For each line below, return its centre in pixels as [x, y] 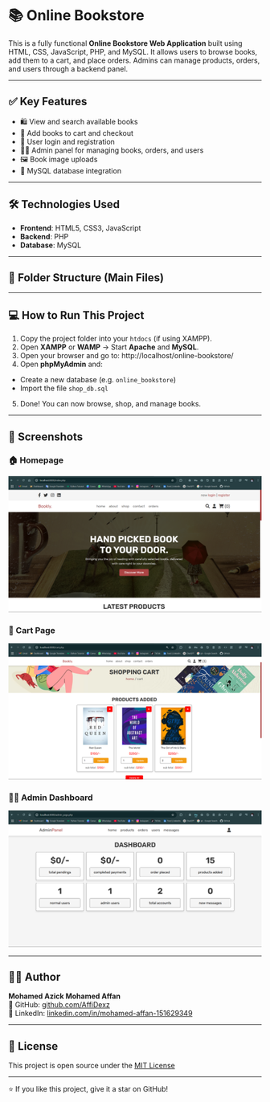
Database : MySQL [51, 245]
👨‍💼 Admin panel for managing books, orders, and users [112, 150]
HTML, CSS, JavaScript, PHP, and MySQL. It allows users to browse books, [133, 51]
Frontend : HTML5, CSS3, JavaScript [80, 228]
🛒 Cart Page [32, 630]
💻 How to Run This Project [76, 315]
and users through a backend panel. [68, 68]
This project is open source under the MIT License [92, 1066]
